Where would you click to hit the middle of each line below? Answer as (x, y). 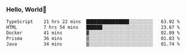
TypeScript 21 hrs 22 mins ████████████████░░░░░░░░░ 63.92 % (93, 22)
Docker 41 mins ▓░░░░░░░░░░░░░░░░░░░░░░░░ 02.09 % (93, 33)
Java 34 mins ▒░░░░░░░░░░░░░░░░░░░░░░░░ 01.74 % (93, 44)
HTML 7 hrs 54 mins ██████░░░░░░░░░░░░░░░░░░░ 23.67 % (93, 27)
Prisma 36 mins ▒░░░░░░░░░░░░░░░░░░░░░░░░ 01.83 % (93, 38)
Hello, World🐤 (27, 10)
